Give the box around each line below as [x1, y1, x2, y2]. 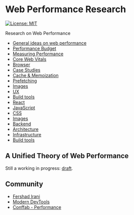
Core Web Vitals [12, 56, 47, 62]
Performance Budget [12, 45, 57, 51]
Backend [12, 121, 31, 127]
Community [5, 180, 43, 189]
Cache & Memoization [12, 72, 59, 78]
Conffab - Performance [12, 204, 62, 210]
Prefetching [12, 78, 37, 84]
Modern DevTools [12, 199, 50, 205]
